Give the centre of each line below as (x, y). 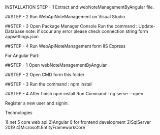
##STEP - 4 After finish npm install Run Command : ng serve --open (74, 94)
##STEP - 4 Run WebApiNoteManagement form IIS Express (65, 46)
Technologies (19, 113)
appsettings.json (22, 37)
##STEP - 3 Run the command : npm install (49, 84)
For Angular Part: (22, 55)
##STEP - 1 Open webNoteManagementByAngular (56, 65)
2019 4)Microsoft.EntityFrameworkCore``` (47, 127)
